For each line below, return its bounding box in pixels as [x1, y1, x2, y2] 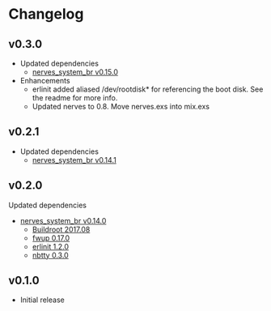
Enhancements [19, 76, 70, 85]
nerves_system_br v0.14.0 [19, 215, 107, 225]
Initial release [19, 295, 65, 305]
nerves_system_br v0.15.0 [32, 67, 119, 77]
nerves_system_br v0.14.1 [32, 155, 117, 164]
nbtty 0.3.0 [32, 250, 69, 260]
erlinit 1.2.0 [32, 241, 69, 251]
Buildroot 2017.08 [32, 224, 91, 234]
